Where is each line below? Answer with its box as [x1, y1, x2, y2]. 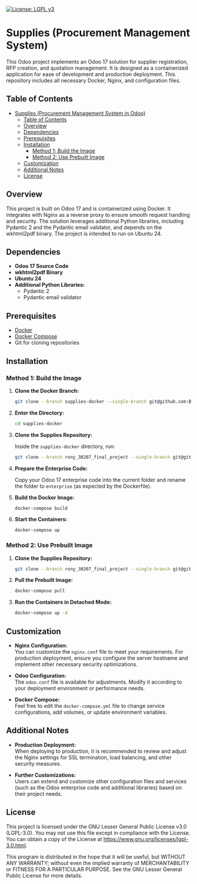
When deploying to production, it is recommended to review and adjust [14, 747, 187, 754]
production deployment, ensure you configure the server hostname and [14, 654, 188, 661]
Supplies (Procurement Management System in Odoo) [14, 110, 146, 117]
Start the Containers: [14, 516, 68, 523]
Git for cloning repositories [14, 339, 79, 346]
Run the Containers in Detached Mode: [14, 598, 112, 606]
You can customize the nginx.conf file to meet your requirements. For [14, 648, 183, 655]
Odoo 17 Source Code [14, 263, 69, 270]
